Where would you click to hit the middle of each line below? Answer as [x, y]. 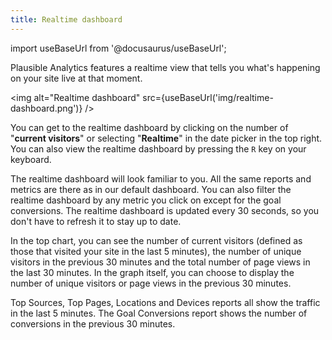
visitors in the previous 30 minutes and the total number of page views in [160, 262]
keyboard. [31, 159]
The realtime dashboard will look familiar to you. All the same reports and [161, 178]
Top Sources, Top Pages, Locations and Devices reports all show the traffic [165, 302]
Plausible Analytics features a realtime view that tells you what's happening [165, 67]
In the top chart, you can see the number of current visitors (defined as [156, 240]
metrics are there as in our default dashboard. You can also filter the [151, 189]
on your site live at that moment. [76, 78]
